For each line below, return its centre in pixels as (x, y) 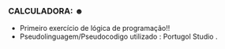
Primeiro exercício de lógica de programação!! (95, 28)
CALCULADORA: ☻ (46, 11)
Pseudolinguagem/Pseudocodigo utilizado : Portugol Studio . (118, 36)
